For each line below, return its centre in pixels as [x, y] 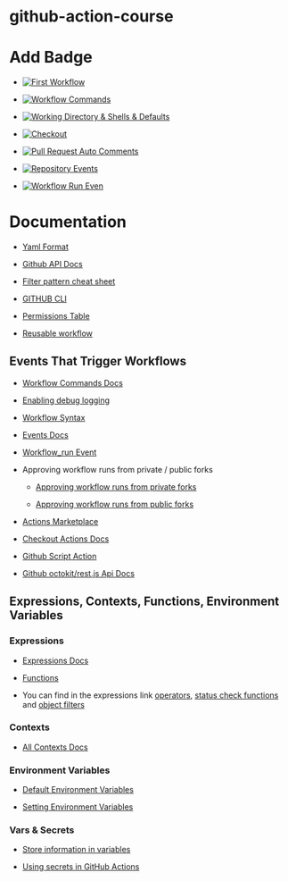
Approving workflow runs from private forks [116, 487]
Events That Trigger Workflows [98, 361]
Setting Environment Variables [78, 807]
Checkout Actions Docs [66, 539]
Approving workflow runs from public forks [115, 504]
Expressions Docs [55, 660]
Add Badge [51, 58]
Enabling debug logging [66, 400]
